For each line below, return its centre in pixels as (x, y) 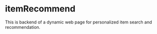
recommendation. (23, 27)
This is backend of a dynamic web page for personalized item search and (78, 22)
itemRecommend (40, 9)
